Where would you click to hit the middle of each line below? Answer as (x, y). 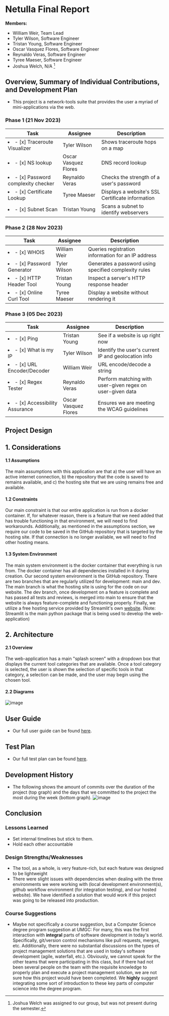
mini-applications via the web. (44, 107)
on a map (112, 148)
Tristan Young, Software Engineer (47, 43)
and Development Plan (41, 89)
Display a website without (118, 292)
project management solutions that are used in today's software (78, 951)
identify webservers (125, 212)
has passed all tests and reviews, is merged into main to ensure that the (79, 597)
